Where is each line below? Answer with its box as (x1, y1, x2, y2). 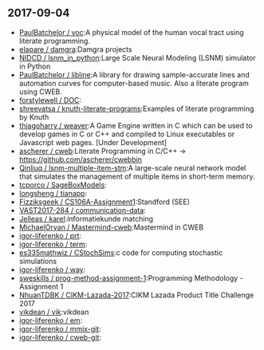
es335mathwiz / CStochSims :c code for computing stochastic (18, 247, 223, 258)
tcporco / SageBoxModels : (18, 179, 107, 190)
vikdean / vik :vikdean (18, 307, 89, 317)
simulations (18, 256, 57, 265)
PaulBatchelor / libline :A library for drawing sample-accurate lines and (18, 69, 250, 79)
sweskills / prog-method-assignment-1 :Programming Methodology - (18, 273, 244, 282)
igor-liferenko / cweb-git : (18, 332, 101, 342)
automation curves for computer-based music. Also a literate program (18, 78, 249, 88)
